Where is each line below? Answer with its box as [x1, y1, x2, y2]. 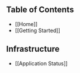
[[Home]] [14, 20, 38, 27]
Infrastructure [6, 44, 60, 54]
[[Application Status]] [14, 59, 68, 67]
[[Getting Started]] [14, 27, 61, 34]
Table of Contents [6, 5, 75, 15]
